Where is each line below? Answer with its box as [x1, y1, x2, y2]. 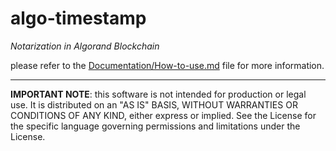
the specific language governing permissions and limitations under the [10, 120, 301, 132]
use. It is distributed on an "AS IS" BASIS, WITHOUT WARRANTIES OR [10, 98, 298, 111]
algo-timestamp [10, 7, 147, 30]
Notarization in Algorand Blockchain [10, 40, 160, 52]
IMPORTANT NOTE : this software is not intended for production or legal [10, 88, 307, 100]
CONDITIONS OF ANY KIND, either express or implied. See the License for [10, 109, 317, 121]
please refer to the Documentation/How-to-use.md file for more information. [10, 59, 325, 71]
